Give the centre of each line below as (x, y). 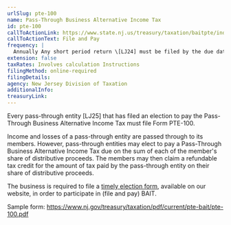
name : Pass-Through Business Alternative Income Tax (84, 20)
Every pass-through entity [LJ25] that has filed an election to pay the (105, 116)
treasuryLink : (27, 97)
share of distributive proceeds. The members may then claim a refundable (112, 158)
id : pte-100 (24, 26)
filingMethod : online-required (52, 71)
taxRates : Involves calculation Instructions (73, 64)
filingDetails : (29, 77)
